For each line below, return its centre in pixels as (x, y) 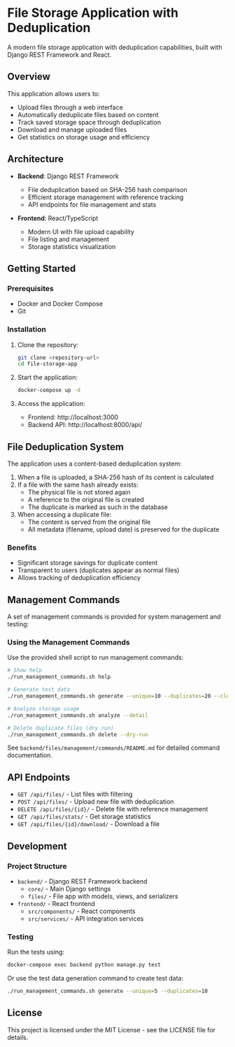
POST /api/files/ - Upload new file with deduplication (95, 802)
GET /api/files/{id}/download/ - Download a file (88, 824)
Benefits (22, 547)
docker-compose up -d (49, 391)
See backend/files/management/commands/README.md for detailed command (114, 748)
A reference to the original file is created (86, 499)
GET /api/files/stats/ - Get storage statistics (84, 817)
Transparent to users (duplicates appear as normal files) (98, 570)
